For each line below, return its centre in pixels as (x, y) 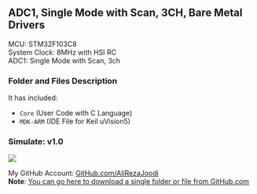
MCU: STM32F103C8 (42, 44)
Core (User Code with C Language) (76, 113)
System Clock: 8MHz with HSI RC (62, 52)
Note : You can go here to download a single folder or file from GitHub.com (129, 181)
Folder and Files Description (63, 81)
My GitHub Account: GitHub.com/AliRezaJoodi (83, 173)
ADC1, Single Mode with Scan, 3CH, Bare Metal (125, 13)
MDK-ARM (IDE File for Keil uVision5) (75, 121)
